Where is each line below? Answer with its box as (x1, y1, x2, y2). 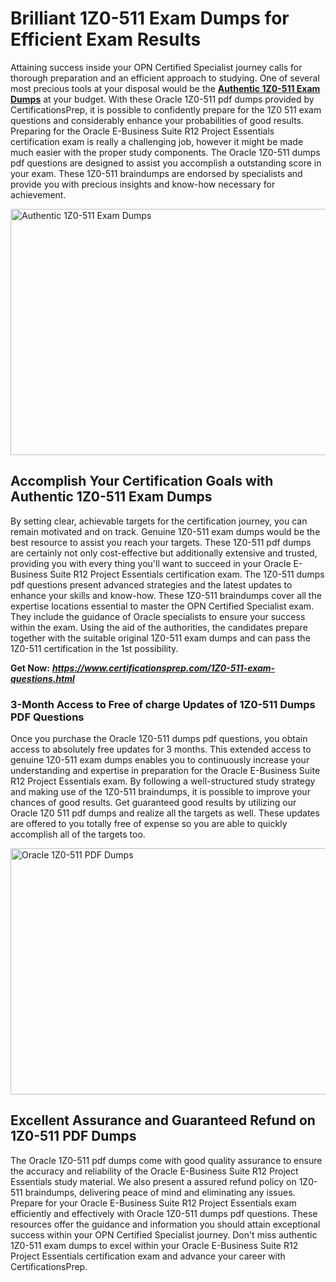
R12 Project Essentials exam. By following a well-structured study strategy (10, 775, 316, 787)
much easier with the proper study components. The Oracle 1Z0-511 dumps (10, 146, 321, 158)
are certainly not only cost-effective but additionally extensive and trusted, (10, 547, 318, 559)
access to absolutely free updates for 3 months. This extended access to (10, 743, 312, 756)
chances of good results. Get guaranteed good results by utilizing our (10, 797, 297, 809)
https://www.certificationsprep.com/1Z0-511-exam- (51, 662, 276, 674)
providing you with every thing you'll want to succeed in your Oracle (10, 557, 292, 569)
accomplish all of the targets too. (10, 828, 146, 841)
